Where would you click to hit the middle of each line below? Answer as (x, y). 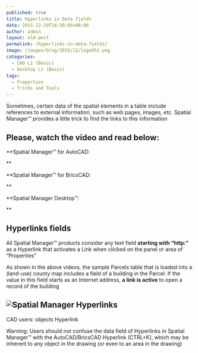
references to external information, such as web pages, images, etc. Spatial (99, 112)
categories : (21, 57)
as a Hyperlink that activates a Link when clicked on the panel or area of (95, 249)
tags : (13, 76)
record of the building (33, 286)
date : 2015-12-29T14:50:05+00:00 (48, 25)
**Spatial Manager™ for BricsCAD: (48, 175)
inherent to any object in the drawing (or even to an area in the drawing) (94, 343)
